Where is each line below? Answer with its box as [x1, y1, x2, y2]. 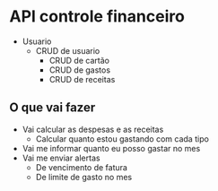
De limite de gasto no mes [35, 171, 133, 182]
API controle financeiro [9, 6, 186, 27]
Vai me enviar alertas [22, 152, 100, 163]
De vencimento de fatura [35, 161, 128, 172]
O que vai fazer [9, 100, 96, 116]
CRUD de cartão [48, 55, 110, 65]
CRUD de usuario [35, 45, 100, 56]
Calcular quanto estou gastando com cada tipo [35, 133, 209, 144]
